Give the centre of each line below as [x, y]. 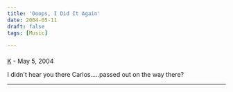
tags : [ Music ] [28, 33]
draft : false [26, 26]
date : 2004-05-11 [32, 20]
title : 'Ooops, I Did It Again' [54, 13]
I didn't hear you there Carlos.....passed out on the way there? [96, 74]
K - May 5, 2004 [31, 61]
